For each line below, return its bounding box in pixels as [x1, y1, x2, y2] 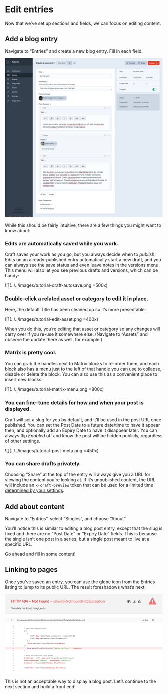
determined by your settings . [5, 487, 65, 493]
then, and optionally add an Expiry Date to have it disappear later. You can [5, 427, 157, 433]
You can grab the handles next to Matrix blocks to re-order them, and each [5, 360, 159, 366]
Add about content [5, 502, 65, 511]
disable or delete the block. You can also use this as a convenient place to [5, 371, 157, 377]
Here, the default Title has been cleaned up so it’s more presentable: [5, 307, 146, 313]
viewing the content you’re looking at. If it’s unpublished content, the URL [5, 477, 156, 483]
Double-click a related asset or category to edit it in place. [5, 295, 149, 302]
